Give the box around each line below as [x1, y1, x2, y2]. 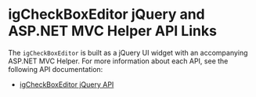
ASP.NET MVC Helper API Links [8, 22, 218, 40]
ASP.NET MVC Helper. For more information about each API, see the [8, 56, 229, 66]
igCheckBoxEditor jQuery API [19, 80, 114, 89]
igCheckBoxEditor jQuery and [8, 5, 205, 23]
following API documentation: [8, 64, 103, 74]
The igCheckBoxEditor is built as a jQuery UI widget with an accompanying [8, 48, 248, 57]
